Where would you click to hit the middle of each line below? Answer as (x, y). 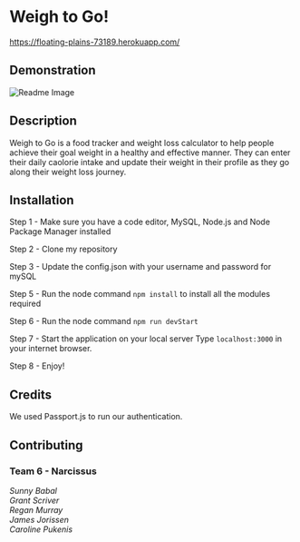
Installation (42, 200)
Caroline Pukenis (41, 529)
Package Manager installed (60, 232)
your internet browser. (51, 349)
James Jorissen (39, 519)
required (25, 304)
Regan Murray (36, 509)
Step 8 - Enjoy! (37, 366)
